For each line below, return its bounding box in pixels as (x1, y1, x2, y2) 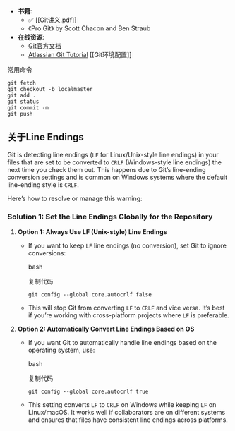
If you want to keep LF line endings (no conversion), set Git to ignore (28, 241, 227, 250)
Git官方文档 (28, 42, 62, 50)
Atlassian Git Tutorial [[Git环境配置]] (28, 51, 132, 59)
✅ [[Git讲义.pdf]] (28, 16, 77, 24)
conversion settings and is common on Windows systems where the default (7, 173, 228, 181)
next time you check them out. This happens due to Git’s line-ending (7, 165, 206, 174)
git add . (7, 92, 37, 99)
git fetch (7, 80, 37, 87)
